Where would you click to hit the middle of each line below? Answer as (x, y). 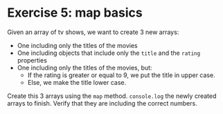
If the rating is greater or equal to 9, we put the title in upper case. (122, 75)
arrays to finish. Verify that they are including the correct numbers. (102, 103)
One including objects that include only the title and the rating (109, 53)
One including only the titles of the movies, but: (84, 67)
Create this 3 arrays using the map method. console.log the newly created (112, 96)
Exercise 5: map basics (75, 13)
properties (32, 60)
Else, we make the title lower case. (77, 82)
